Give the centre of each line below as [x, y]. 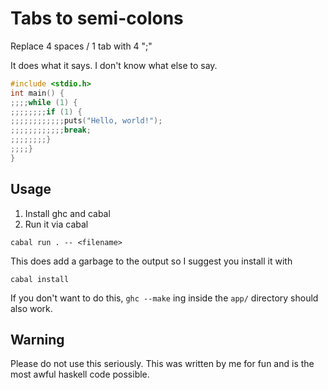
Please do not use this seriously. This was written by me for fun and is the [162, 364]
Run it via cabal [56, 224]
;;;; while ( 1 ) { [44, 102]
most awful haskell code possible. [80, 374]
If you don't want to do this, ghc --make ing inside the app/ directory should [164, 298]
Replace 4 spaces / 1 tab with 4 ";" [81, 46]
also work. [31, 308]
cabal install [40, 279]
